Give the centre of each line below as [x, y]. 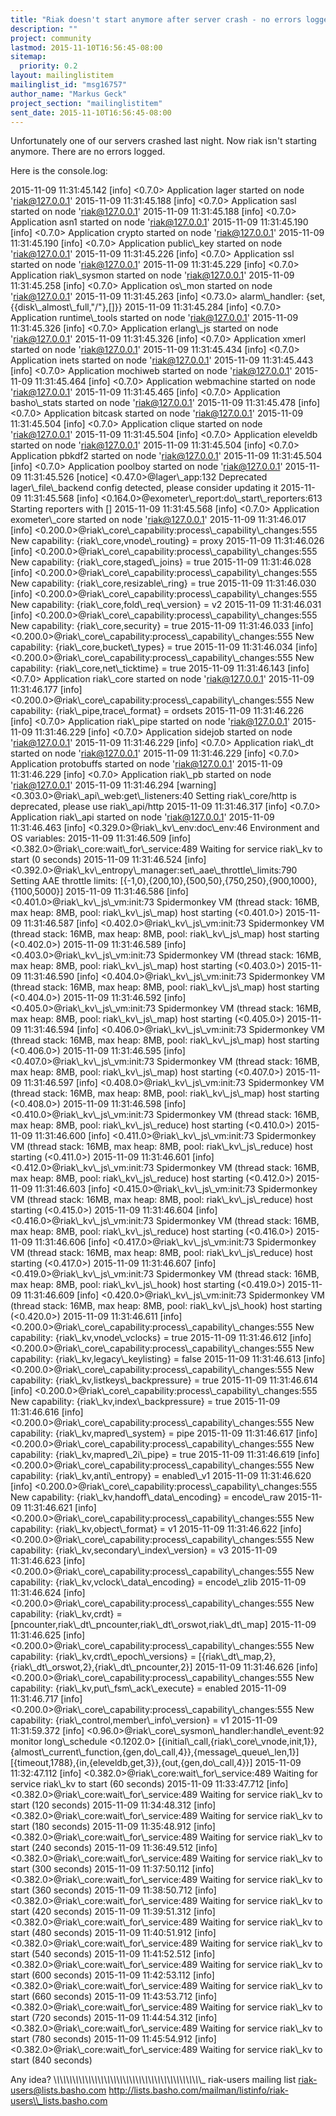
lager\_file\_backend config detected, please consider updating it [144, 488]
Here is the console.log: [59, 171]
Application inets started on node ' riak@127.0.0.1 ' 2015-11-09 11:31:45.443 [162, 360]
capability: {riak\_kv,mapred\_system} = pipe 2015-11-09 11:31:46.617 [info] [164, 1433]
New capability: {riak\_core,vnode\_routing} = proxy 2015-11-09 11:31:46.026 [167, 541]
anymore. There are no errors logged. [88, 152]
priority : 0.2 [48, 66]
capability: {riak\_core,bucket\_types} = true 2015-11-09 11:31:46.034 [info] [164, 647]
